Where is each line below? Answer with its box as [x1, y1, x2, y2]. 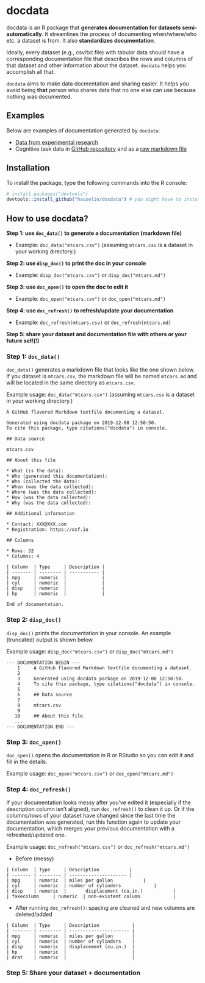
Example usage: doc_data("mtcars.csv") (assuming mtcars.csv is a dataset [6, 391, 195, 398]
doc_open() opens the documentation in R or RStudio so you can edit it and [6, 752, 194, 759]
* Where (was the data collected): [6, 489, 97, 495]
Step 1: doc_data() [6, 352, 60, 361]
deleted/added [15, 910, 53, 918]
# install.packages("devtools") [6, 190, 88, 197]
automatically [6, 30, 42, 37]
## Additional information [6, 511, 75, 517]
